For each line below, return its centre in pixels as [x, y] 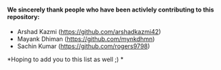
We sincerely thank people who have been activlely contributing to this [110, 10]
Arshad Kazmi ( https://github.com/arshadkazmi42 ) [89, 32]
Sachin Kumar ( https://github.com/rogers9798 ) [83, 46]
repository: [23, 16]
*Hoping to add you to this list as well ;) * [66, 59]
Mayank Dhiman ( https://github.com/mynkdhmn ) [86, 39]
